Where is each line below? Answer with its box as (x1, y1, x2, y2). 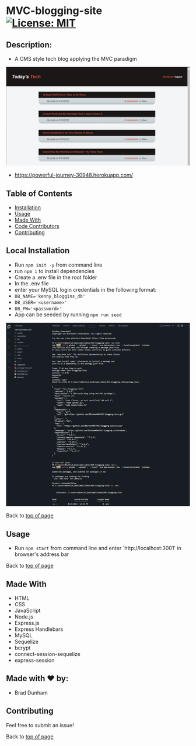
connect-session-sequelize (14, 650, 80, 657)
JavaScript (14, 607, 41, 614)
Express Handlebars (14, 626, 64, 633)
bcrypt (14, 644, 31, 651)
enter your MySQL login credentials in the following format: (14, 286, 157, 293)
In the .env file (14, 279, 49, 287)
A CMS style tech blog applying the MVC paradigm (14, 56, 137, 62)
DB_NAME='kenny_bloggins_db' (14, 293, 86, 299)
